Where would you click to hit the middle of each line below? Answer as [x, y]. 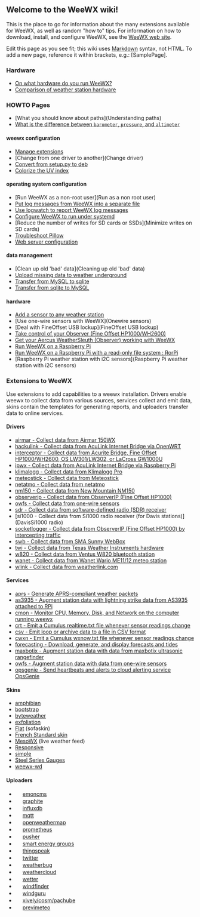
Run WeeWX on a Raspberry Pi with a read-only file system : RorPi [96, 353]
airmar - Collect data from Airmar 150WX [65, 440]
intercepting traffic [38, 535]
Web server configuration [46, 242]
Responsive [29, 747]
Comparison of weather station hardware [65, 90]
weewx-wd [29, 767]
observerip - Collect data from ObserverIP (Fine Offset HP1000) [93, 497]
